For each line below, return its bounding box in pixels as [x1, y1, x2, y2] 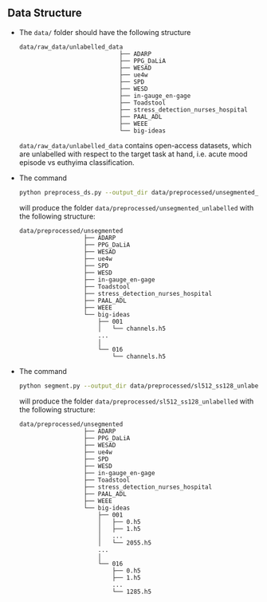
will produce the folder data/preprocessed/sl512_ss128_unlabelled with [18, 396, 254, 406]
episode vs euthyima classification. [18, 157, 135, 167]
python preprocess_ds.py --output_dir [18, 188, 148, 196]
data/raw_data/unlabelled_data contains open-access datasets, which [18, 140, 252, 150]
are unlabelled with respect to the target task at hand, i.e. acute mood [18, 149, 248, 159]
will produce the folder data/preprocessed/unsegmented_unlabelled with [18, 203, 254, 212]
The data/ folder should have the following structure [18, 27, 191, 37]
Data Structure [7, 6, 83, 20]
